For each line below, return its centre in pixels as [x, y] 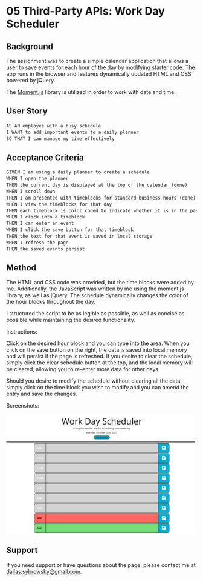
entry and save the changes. [42, 394]
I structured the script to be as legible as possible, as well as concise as [95, 314]
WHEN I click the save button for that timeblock [70, 230]
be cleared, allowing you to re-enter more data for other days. [83, 369]
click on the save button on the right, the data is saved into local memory [97, 350]
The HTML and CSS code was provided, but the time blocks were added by [100, 283]
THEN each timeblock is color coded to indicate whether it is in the [97, 210]
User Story [27, 111]
